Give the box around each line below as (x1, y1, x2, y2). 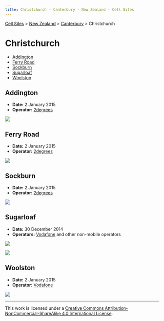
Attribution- (104, 305, 128, 311)
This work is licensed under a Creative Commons (5, 305, 104, 311)
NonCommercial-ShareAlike (5, 310, 61, 316)
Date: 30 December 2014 (12, 226, 63, 232)
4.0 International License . (61, 310, 113, 316)
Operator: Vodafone (12, 282, 53, 288)
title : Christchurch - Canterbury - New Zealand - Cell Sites (5, 7, 134, 12)
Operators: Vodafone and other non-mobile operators (12, 231, 121, 237)
